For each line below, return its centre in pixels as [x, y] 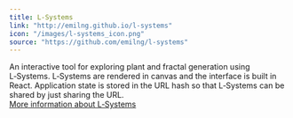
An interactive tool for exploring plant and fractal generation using [130, 67]
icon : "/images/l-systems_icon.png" [77, 33]
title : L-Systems [41, 17]
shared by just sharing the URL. [67, 95]
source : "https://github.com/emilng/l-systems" [99, 42]
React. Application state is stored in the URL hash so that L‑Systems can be [147, 85]
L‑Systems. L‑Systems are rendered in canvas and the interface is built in [143, 77]
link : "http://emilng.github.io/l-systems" [91, 26]
